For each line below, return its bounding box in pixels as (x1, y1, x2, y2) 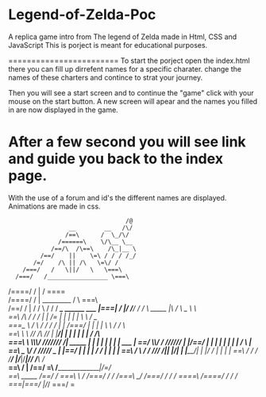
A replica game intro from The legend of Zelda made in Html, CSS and (8, 32, 237, 41)
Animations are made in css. (8, 201, 101, 211)
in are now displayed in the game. (8, 105, 119, 115)
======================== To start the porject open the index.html (8, 56, 250, 65)
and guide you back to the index (8, 150, 224, 168)
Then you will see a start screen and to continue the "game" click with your (8, 88, 254, 97)
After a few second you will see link (8, 133, 246, 151)
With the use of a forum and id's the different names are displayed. (8, 193, 227, 202)
